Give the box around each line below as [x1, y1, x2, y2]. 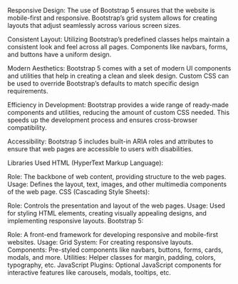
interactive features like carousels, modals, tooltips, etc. [7, 268, 171, 277]
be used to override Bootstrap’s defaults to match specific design [7, 79, 200, 88]
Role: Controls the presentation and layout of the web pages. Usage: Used [7, 201, 226, 210]
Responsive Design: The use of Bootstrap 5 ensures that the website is [7, 6, 215, 14]
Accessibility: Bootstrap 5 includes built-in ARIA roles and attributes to [7, 137, 214, 146]
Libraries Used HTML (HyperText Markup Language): [7, 158, 164, 167]
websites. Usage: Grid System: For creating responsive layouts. [7, 238, 194, 246]
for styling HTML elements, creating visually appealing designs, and [7, 209, 207, 217]
